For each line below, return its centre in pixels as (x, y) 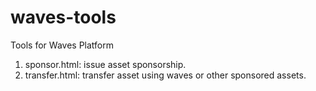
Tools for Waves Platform (62, 45)
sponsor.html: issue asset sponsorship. (105, 64)
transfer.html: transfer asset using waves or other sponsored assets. (165, 75)
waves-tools (63, 17)
